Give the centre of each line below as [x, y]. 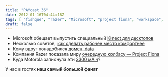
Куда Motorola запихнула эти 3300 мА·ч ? [57, 60]
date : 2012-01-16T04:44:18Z [35, 15]
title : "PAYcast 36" [27, 10]
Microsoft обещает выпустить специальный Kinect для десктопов [83, 38]
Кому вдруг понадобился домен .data [53, 49]
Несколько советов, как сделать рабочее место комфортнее [78, 44]
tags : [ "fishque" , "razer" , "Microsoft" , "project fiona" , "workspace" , [85, 19]
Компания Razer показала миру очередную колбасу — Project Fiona [86, 54]
